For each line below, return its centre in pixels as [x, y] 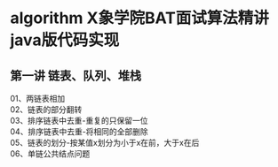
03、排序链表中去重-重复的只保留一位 [79, 121]
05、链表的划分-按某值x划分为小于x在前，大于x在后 [105, 143]
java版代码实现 [65, 40]
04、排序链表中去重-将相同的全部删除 [79, 132]
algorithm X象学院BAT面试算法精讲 [140, 18]
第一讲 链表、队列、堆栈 [75, 76]
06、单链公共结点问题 [50, 154]
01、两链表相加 [38, 99]
